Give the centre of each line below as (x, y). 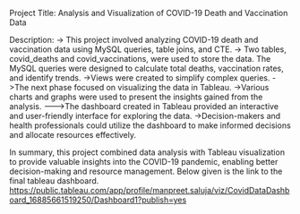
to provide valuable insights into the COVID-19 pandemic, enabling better (144, 162)
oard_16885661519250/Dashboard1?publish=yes (98, 200)
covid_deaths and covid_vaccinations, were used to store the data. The (140, 59)
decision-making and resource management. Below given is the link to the (146, 171)
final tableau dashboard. (54, 181)
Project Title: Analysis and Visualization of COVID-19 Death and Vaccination (149, 13)
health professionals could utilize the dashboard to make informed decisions (150, 125)
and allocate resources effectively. (73, 135)
